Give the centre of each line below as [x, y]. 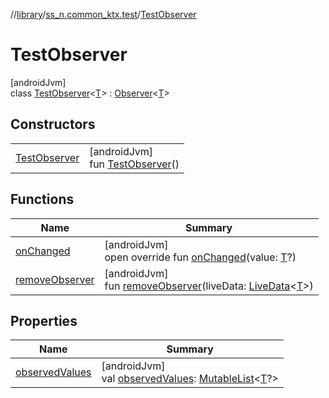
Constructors [53, 124]
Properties [44, 320]
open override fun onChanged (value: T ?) [200, 257]
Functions [42, 199]
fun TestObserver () [134, 164]
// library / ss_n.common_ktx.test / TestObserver [103, 14]
